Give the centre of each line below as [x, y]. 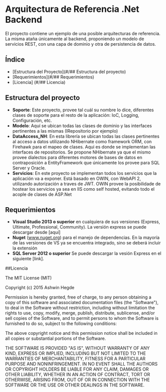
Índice [15, 60]
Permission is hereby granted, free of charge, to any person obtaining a [78, 297]
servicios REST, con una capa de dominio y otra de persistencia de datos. [81, 44]
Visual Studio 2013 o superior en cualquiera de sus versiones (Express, [86, 222]
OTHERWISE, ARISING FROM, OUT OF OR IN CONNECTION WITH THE [78, 380]
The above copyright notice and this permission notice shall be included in [81, 333]
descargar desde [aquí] [36, 233]
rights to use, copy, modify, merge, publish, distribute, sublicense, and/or [80, 313]
